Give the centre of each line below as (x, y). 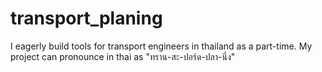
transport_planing (86, 18)
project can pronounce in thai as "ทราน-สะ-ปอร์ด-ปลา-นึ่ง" (123, 56)
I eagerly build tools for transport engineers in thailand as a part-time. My (161, 46)
